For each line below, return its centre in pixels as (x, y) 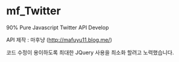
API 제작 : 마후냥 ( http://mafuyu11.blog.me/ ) (59, 39)
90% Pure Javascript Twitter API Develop (58, 27)
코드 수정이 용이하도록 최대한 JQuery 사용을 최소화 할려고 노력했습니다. (90, 52)
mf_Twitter (34, 11)
